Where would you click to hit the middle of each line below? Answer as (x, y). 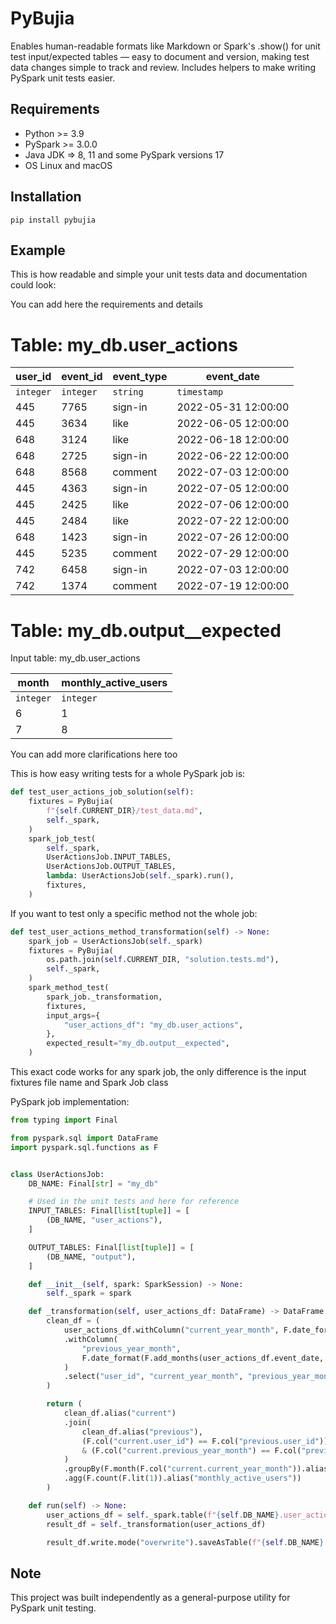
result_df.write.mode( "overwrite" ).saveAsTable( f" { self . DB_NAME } (185, 1542)
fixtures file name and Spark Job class (89, 1082)
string (128, 392)
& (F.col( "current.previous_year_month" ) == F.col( (191, 1450)
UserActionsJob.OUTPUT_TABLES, (111, 867)
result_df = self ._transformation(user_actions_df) (156, 1524)
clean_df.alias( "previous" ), (142, 1432)
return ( (64, 1404)
